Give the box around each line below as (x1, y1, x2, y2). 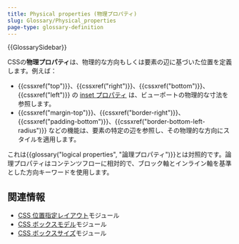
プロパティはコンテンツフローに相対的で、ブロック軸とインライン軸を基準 (13, 159, 232, 168)
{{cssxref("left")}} (17, 90, 71, 100)
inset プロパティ (79, 90, 127, 100)
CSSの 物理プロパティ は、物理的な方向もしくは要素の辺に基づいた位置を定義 (7, 58, 233, 66)
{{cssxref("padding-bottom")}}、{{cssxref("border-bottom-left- (17, 117, 205, 126)
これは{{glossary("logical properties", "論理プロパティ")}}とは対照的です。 (7, 150, 225, 159)
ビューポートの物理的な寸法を (141, 90, 229, 100)
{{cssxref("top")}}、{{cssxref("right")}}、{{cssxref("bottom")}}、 (17, 82, 209, 90)
